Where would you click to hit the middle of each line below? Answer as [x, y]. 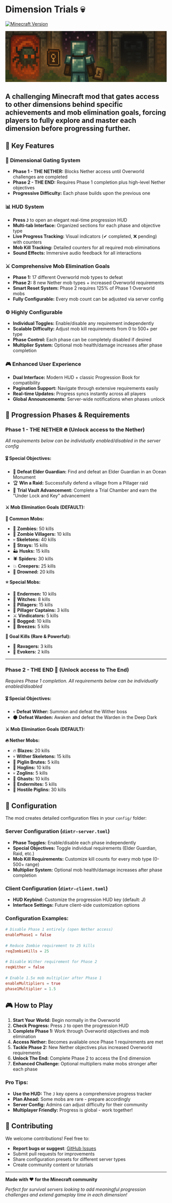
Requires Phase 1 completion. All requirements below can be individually [82, 681]
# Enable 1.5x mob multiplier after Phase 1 [53, 978]
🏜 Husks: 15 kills [31, 551]
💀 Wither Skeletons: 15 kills [41, 756]
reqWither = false [25, 967]
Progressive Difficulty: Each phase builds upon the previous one [81, 193]
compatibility [26, 383]
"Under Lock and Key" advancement [51, 495]
